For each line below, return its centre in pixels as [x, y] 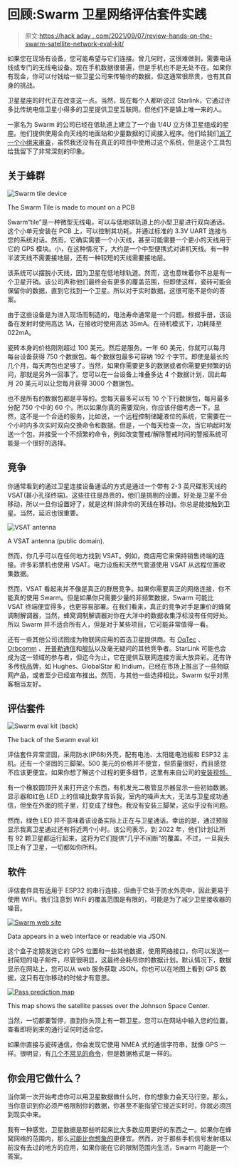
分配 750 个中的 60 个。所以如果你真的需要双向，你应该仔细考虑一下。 [111, 407]
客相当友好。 [26, 684]
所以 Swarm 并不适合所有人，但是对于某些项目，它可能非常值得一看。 [110, 624]
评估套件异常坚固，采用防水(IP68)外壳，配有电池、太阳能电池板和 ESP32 [114, 755]
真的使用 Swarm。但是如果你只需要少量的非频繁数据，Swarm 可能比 [113, 597]
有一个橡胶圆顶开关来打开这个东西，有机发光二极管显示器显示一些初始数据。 [119, 788]
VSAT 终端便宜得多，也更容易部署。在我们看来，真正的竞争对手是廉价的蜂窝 [119, 606]
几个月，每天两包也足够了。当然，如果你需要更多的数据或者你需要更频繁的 [116, 365]
